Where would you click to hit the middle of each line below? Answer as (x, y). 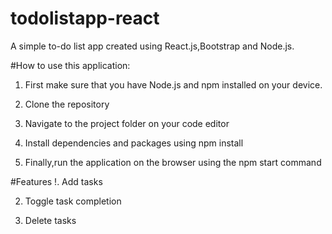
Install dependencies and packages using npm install (134, 143)
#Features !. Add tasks (56, 181)
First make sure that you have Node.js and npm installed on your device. (173, 84)
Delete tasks (50, 220)
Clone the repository (67, 104)
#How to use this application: (70, 65)
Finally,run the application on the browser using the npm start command (173, 162)
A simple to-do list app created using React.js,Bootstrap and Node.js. (152, 46)
